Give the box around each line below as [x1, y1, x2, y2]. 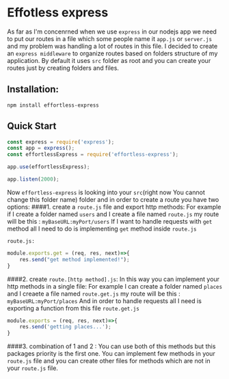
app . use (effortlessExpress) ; [7, 164, 90, 170]
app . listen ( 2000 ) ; [7, 176, 59, 183]
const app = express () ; [7, 145, 75, 152]
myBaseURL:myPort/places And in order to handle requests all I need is [7, 296, 202, 305]
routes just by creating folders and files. [7, 64, 120, 72]
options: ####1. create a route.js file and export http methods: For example [7, 202, 221, 211]
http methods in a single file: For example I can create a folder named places [7, 282, 223, 290]
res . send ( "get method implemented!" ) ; [19, 256, 130, 263]
